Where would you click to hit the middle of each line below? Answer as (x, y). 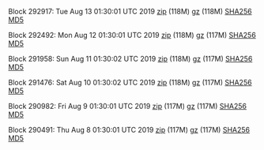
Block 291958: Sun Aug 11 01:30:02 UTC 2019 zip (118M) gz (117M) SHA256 (130, 59)
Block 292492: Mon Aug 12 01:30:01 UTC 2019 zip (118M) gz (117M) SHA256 (132, 35)
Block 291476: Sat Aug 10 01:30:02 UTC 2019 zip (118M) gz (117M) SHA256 (130, 82)
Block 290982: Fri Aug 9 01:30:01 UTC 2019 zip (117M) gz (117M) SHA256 (128, 106)
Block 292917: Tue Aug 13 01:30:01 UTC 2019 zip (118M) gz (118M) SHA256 (130, 11)
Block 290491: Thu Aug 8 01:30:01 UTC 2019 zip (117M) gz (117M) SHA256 (129, 130)
